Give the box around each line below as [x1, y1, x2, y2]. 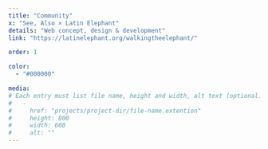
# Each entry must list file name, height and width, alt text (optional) [8, 92, 262, 100]
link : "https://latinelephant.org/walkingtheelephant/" [8, 33, 198, 42]
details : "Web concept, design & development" [8, 26, 166, 34]
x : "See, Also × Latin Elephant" [8, 19, 120, 27]
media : [8, 84, 30, 92]
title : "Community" [8, 11, 73, 20]
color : [8, 63, 30, 71]
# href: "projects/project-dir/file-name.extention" [8, 107, 202, 115]
